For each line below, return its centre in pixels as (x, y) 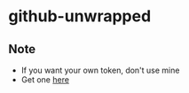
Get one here (45, 80)
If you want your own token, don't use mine (100, 70)
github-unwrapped (80, 16)
